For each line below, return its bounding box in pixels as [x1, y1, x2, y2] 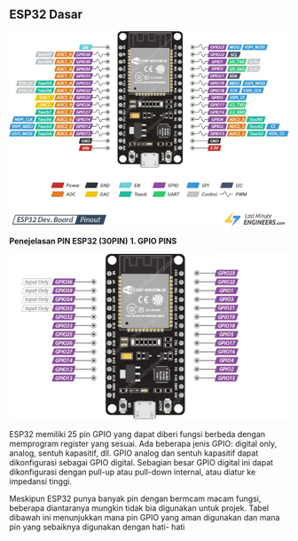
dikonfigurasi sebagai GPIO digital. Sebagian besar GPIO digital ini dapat [9, 457, 273, 468]
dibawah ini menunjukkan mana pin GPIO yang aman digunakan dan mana [9, 513, 280, 523]
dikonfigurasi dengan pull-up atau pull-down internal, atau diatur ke [9, 466, 256, 478]
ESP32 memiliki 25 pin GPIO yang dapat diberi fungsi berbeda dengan [9, 429, 266, 440]
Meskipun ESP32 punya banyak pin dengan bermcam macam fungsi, [9, 493, 262, 505]
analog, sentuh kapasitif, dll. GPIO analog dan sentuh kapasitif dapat [9, 448, 259, 458]
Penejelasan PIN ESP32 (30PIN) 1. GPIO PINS [9, 235, 177, 246]
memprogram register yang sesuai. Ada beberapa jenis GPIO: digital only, [9, 439, 278, 450]
